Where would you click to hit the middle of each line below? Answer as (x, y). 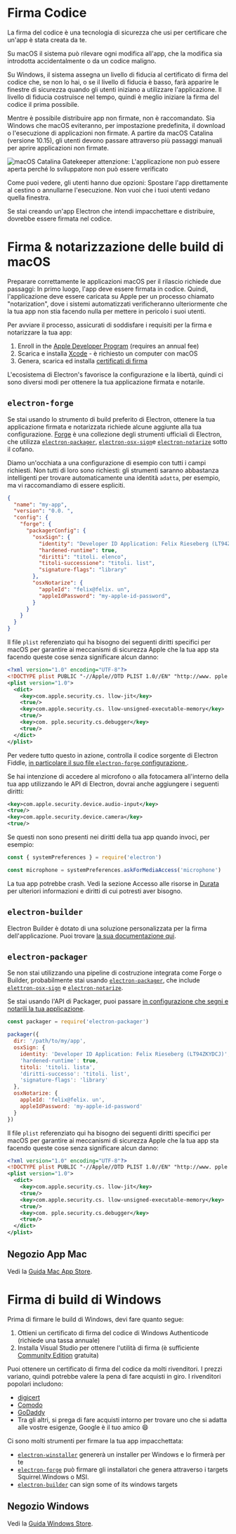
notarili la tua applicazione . (46, 1009)
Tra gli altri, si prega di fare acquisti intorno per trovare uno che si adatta (122, 1419)
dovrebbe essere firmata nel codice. (60, 219)
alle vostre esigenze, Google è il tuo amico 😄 (83, 1427)
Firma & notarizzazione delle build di (116, 247)
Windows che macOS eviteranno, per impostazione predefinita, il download (116, 125)
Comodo (30, 1405)
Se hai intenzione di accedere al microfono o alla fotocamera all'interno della (118, 776)
